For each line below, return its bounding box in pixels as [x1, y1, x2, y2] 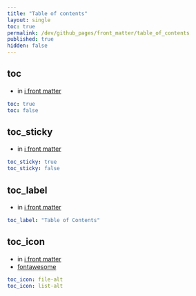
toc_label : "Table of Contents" [7, 216, 100, 223]
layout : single [7, 17, 51, 24]
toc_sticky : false [7, 165, 60, 172]
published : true [7, 36, 54, 43]
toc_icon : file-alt [7, 276, 63, 283]
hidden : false [7, 42, 48, 49]
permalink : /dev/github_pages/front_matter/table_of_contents [7, 29, 190, 37]
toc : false [7, 107, 39, 114]
